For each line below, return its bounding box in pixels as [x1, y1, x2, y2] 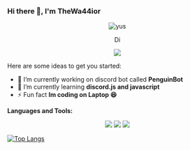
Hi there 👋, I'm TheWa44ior [7, 6, 101, 16]
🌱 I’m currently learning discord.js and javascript [17, 83, 160, 91]
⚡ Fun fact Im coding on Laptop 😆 [17, 91, 117, 99]
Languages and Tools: [7, 107, 73, 115]
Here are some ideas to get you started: [7, 62, 122, 70]
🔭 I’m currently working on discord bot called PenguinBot [17, 75, 184, 84]
